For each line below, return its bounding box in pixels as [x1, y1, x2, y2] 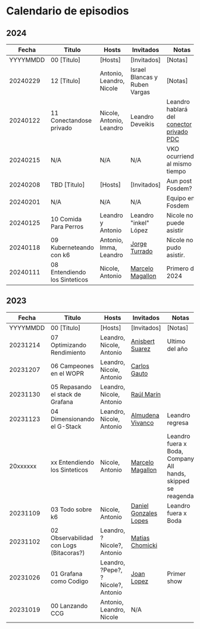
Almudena [130, 411, 160, 419]
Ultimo [167, 337, 186, 345]
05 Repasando [50, 383, 92, 391]
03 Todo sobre [50, 505, 92, 514]
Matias [130, 533, 150, 542]
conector [166, 120, 192, 128]
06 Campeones [50, 362, 94, 370]
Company [167, 454, 195, 463]
